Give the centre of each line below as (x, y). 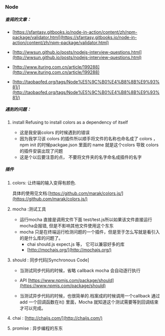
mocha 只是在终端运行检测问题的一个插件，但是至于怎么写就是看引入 (90, 232)
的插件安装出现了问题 (41, 151)
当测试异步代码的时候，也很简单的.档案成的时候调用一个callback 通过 (90, 295)
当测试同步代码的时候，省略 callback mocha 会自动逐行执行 (80, 270)
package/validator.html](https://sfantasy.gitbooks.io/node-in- (74, 37)
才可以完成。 (33, 308)
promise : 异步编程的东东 (37, 328)
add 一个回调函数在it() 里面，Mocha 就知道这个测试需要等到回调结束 (89, 302)
